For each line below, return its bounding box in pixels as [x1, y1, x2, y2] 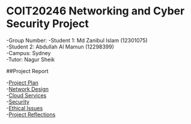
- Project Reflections [6, 111, 56, 118]
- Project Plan [6, 79, 39, 86]
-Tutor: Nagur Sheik [6, 56, 55, 63]
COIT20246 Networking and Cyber [6, 4, 185, 18]
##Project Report [6, 67, 49, 74]
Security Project [6, 17, 89, 31]
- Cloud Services [6, 92, 47, 99]
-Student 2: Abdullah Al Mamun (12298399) [6, 43, 114, 50]
